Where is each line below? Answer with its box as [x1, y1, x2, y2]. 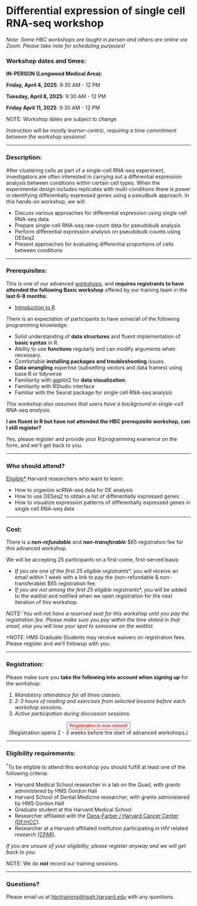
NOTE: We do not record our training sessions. [6, 860, 119, 867]
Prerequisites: [6, 267, 47, 275]
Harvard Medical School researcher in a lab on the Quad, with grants [14, 781, 181, 788]
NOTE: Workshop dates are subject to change [6, 116, 117, 123]
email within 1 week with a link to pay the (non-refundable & [14, 574, 159, 581]
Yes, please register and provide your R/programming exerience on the [6, 435, 178, 442]
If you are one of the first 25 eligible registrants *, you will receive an [14, 568, 179, 575]
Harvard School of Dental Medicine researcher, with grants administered [14, 793, 190, 800]
